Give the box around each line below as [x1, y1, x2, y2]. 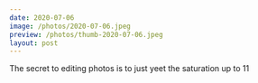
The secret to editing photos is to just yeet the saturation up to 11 [9, 63, 250, 74]
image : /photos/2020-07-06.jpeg [9, 22, 131, 31]
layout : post [9, 38, 59, 48]
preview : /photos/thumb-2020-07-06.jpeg [9, 30, 164, 39]
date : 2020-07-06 [9, 13, 75, 23]
